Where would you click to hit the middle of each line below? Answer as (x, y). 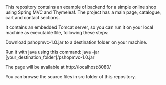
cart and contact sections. (32, 18)
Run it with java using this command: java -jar (52, 52)
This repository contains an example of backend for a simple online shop (81, 7)
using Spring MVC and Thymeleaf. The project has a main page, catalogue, (83, 12)
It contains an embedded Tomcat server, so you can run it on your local (79, 27)
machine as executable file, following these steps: (57, 33)
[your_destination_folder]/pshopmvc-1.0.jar (50, 57)
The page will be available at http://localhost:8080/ (58, 67)
